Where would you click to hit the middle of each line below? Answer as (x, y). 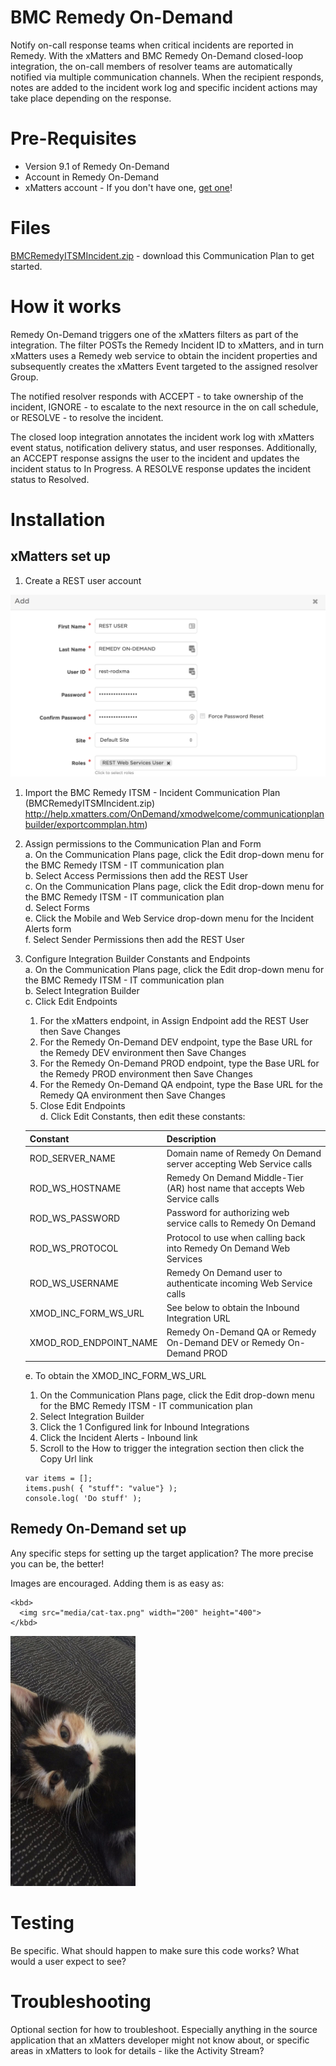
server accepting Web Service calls (239, 1163)
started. (26, 266)
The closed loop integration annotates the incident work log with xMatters (162, 437)
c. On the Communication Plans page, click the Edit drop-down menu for (174, 887)
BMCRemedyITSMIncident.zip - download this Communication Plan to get (162, 255)
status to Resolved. (50, 479)
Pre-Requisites (73, 138)
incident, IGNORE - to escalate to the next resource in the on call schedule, (164, 407)
